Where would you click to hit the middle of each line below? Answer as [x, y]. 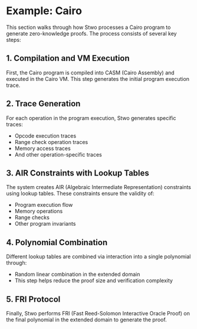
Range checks [32, 217]
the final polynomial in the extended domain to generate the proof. [86, 320]
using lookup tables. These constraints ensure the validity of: [80, 194]
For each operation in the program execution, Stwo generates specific [91, 118]
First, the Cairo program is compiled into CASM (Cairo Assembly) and [91, 73]
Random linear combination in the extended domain [77, 274]
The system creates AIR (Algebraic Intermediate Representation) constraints [99, 187]
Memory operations [39, 211]
